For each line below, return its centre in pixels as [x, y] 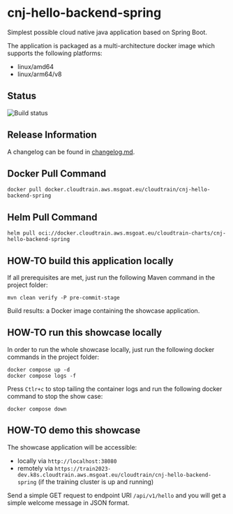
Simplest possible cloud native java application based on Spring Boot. [107, 32]
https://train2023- [83, 469]
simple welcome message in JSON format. [68, 502]
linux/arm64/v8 [39, 74]
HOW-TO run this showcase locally [85, 333]
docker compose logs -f [42, 376]
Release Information [52, 135]
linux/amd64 [36, 66]
